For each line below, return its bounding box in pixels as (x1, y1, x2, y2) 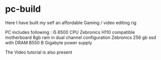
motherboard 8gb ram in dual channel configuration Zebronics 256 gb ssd (5, 34, 157, 40)
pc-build (5, 3, 41, 15)
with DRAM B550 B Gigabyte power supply (5, 39, 92, 45)
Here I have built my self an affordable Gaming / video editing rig (5, 20, 137, 26)
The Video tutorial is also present (5, 49, 73, 55)
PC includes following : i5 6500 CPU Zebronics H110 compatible (5, 29, 135, 35)
